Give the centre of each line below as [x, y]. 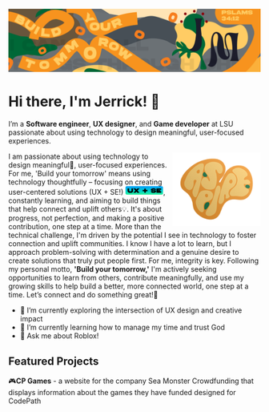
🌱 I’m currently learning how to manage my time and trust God [122, 327]
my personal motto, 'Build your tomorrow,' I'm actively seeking [113, 269]
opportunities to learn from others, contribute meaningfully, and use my [126, 278]
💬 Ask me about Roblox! [59, 336]
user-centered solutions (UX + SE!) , [87, 192]
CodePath [25, 401]
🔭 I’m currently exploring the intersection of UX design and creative [131, 310]
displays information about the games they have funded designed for [122, 393]
